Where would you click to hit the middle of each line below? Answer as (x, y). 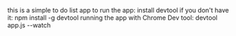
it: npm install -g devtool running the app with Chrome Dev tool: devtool (112, 18)
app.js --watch (29, 25)
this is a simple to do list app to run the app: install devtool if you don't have (118, 10)
